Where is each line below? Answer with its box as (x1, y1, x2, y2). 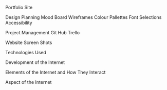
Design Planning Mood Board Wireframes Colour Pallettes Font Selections (5, 14, 162, 20)
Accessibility (5, 20, 32, 26)
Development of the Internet (5, 59, 65, 65)
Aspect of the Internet (5, 79, 52, 85)
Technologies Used (5, 50, 46, 55)
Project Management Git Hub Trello (5, 30, 80, 35)
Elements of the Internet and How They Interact (5, 69, 106, 75)
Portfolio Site (5, 5, 33, 10)
